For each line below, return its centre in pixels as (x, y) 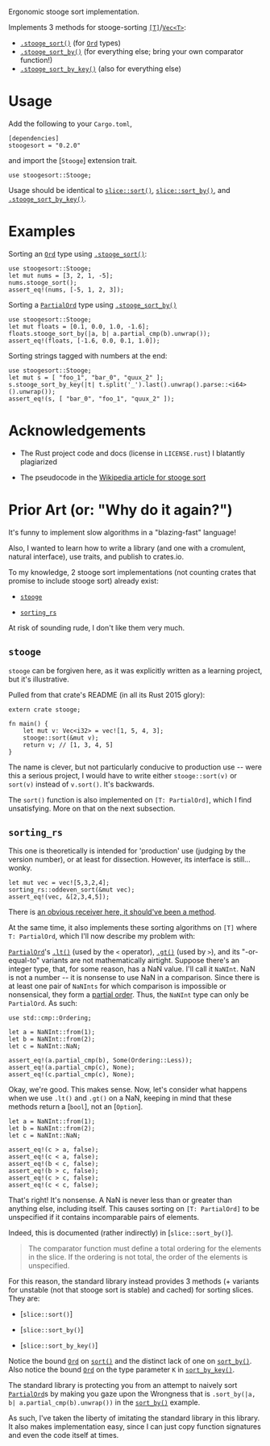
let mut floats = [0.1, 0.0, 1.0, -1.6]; (79, 326)
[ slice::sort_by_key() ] (59, 1345)
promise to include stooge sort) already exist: (83, 580)
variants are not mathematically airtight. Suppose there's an (141, 961)
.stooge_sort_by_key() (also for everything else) (100, 69)
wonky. (20, 868)
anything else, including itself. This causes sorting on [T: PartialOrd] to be (134, 1209)
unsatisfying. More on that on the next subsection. (92, 808)
